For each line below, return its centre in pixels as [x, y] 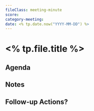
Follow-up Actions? [37, 102]
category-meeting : [25, 19]
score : [12, 15]
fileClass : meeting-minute [34, 10]
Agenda [18, 67]
